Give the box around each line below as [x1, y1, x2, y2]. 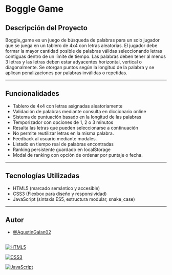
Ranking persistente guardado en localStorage [12, 146, 111, 153]
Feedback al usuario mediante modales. [12, 135, 97, 141]
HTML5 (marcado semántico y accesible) [12, 185, 100, 191]
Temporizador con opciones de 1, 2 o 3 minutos [12, 119, 114, 125]
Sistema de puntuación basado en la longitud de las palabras [12, 114, 142, 120]
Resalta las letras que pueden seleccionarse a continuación [12, 124, 138, 131]
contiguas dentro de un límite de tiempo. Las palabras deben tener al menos [5, 53, 166, 59]
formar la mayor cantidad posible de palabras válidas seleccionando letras [5, 48, 162, 54]
